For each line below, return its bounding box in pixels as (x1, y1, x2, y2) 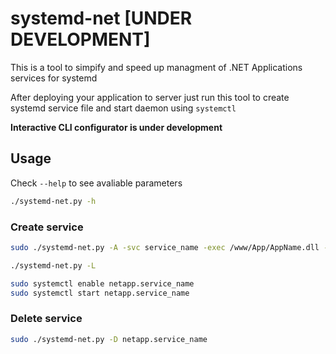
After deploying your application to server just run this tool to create (10, 91, 290, 103)
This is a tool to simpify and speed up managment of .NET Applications (10, 61, 303, 73)
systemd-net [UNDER (10, 7, 193, 30)
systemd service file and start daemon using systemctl (10, 102, 237, 114)
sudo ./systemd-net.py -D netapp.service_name (10, 334, 208, 344)
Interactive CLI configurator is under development (10, 121, 223, 133)
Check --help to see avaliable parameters (10, 177, 183, 189)
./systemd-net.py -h (10, 196, 97, 206)
